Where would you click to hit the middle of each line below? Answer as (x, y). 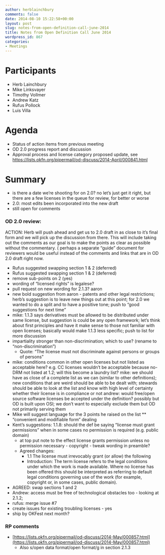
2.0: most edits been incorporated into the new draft (65, 203)
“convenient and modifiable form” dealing (54, 419)
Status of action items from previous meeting (58, 144)
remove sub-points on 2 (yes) (42, 278)
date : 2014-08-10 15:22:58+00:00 (39, 19)
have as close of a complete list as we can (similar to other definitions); (84, 377)
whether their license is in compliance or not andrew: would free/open (83, 393)
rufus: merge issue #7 (34, 503)
